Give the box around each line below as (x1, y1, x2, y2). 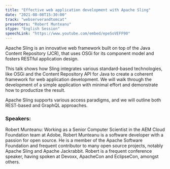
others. (5, 159, 20, 165)
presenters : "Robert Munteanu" (5, 21, 72, 27)
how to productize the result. (5, 87, 66, 93)
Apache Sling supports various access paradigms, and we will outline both (5, 97, 161, 103)
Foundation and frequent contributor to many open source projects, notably (5, 143, 163, 149)
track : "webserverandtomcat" (5, 17, 67, 22)
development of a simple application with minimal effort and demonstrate (5, 82, 158, 88)
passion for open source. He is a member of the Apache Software (5, 138, 143, 144)
